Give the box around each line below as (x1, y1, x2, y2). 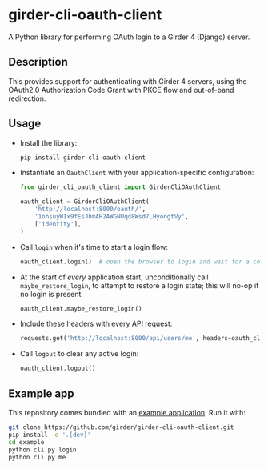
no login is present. (19, 289, 84, 299)
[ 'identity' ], (34, 220, 82, 228)
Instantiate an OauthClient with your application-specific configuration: (19, 168, 254, 178)
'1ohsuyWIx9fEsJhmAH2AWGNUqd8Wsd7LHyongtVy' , (34, 213, 190, 221)
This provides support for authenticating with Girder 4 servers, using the (8, 76, 247, 86)
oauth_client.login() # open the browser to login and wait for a (19, 258, 250, 266)
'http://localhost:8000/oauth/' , (34, 206, 146, 214)
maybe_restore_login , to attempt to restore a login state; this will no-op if (19, 280, 259, 290)
